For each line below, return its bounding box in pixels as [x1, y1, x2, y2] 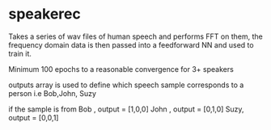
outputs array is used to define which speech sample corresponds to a [8, 80, 244, 90]
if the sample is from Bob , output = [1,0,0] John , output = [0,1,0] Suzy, [8, 104, 244, 114]
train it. [8, 48, 32, 58]
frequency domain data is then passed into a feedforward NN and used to [8, 40, 254, 49]
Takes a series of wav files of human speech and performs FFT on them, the [8, 31, 263, 41]
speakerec [8, 5, 81, 23]
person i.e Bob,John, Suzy [8, 88, 97, 98]
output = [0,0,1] [8, 112, 59, 122]
